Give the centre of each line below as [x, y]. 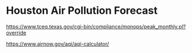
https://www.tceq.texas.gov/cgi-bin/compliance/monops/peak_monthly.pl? [96, 26]
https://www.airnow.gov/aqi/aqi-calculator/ [58, 44]
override [16, 32]
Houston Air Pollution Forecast [82, 11]
